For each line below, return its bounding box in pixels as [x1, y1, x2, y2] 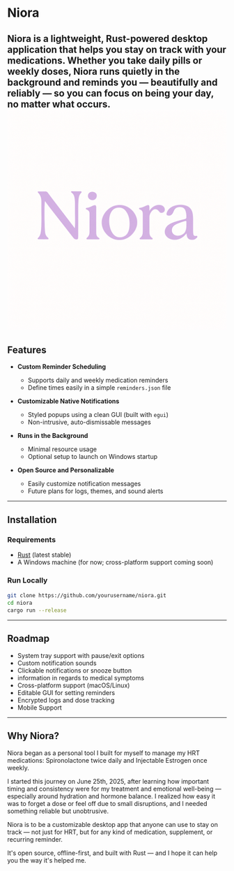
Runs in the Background [17, 432, 88, 440]
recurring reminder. [7, 835, 63, 843]
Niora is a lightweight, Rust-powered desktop [7, 33, 208, 45]
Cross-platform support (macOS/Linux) [17, 681, 130, 689]
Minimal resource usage [27, 445, 97, 453]
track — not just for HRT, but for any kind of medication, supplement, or [7, 828, 213, 836]
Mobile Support [17, 703, 63, 712]
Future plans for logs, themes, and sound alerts [27, 487, 164, 495]
